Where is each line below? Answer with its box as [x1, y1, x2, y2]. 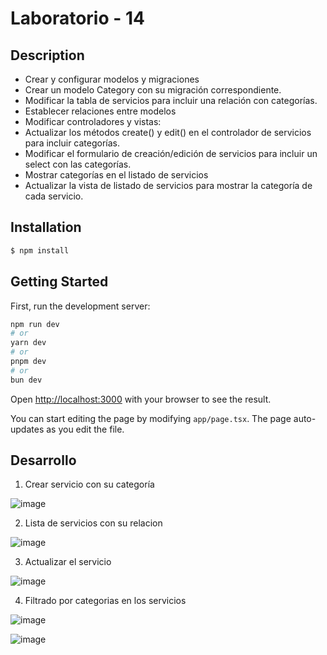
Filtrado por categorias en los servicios [24, 595, 187, 607]
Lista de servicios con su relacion [24, 517, 163, 529]
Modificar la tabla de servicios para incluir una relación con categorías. [24, 95, 318, 106]
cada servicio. [24, 190, 84, 202]
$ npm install [10, 245, 70, 256]
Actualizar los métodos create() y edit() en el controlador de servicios [24, 127, 312, 138]
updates [10, 423, 45, 435]
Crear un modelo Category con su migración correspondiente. [24, 84, 282, 96]
